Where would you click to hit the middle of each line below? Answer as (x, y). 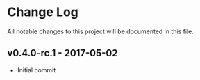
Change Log (43, 12)
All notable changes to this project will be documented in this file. (101, 31)
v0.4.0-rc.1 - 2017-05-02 (62, 53)
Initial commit (36, 70)
